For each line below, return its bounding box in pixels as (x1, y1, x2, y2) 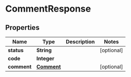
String (36, 47, 52, 54)
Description (65, 38, 95, 45)
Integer (36, 55, 55, 62)
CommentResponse (5, 3, 91, 15)
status (8, 47, 24, 54)
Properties (5, 23, 40, 32)
